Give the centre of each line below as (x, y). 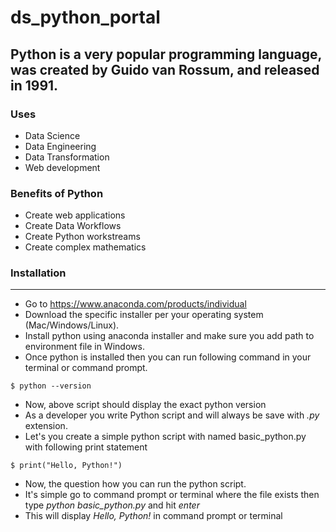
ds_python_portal (85, 17)
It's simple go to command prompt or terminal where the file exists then (172, 495)
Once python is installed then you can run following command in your (168, 357)
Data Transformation (67, 157)
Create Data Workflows (73, 226)
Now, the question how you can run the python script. (135, 484)
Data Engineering (60, 146)
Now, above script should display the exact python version (145, 405)
